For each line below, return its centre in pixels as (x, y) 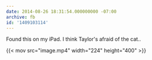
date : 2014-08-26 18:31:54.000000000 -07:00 (61, 11)
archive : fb (21, 17)
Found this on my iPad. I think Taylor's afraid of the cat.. (74, 39)
